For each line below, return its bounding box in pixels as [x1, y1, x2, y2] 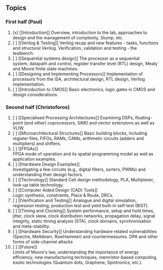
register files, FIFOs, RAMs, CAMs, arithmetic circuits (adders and [12, 135, 144, 141]
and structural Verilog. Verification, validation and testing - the [12, 45, 137, 51]
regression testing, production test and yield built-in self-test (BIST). [12, 202, 149, 208]
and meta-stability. [12, 223, 50, 229]
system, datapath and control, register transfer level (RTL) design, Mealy [12, 60, 158, 66]
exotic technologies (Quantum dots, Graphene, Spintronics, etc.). [12, 259, 143, 265]
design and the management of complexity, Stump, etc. [12, 35, 124, 40]
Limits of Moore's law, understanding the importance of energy [12, 249, 139, 255]
